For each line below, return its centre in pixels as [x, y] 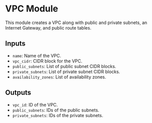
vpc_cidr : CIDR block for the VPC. [47, 61]
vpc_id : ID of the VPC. [35, 104]
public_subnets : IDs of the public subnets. [56, 110]
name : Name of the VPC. [37, 55]
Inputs [15, 44]
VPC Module [32, 9]
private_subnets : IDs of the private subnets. [58, 115]
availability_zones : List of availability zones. [59, 77]
